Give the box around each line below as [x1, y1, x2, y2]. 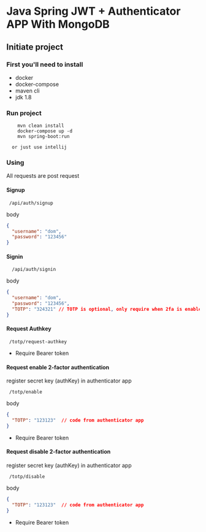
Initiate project [6, 42, 63, 52]
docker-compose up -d [17, 128, 72, 134]
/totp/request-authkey [9, 338, 67, 344]
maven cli [15, 87, 40, 94]
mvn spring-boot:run [17, 134, 70, 140]
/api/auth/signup [9, 200, 53, 206]
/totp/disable [9, 473, 45, 479]
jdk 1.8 [15, 93, 32, 101]
